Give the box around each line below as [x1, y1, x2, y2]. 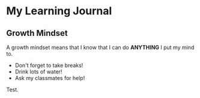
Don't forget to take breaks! [14, 62, 83, 69]
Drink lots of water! [14, 68, 62, 75]
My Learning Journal [6, 4, 112, 18]
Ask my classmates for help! [14, 75, 85, 81]
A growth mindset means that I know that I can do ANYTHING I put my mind [6, 44, 195, 51]
